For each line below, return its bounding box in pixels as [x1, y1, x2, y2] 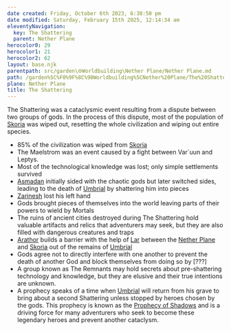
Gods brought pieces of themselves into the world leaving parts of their [16, 199, 220, 207]
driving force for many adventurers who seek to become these [16, 308, 195, 317]
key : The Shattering [13, 29, 72, 36]
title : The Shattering [7, 87, 72, 93]
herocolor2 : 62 [7, 55, 51, 62]
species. [7, 128, 32, 136]
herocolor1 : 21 [7, 49, 51, 56]
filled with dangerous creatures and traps [16, 228, 134, 237]
